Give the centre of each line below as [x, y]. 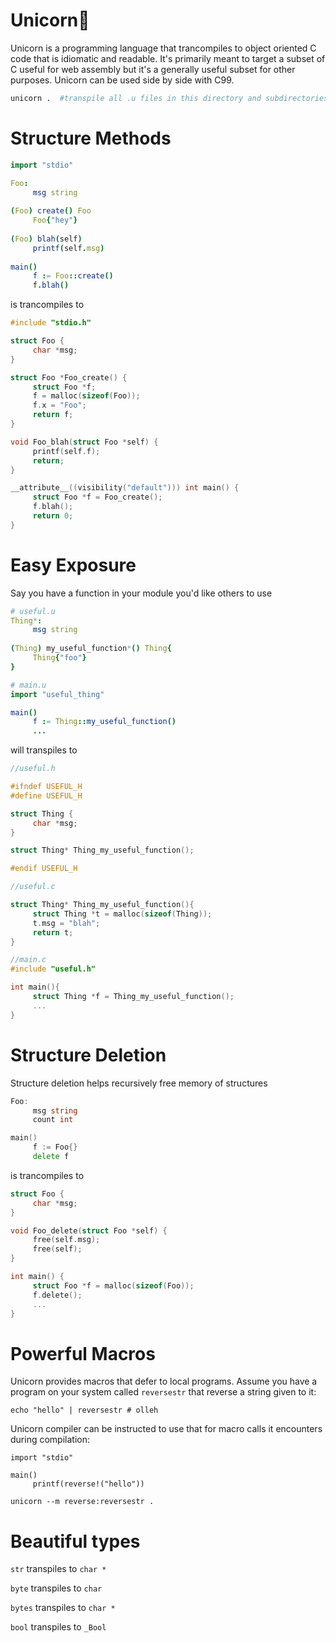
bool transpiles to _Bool [58, 1627]
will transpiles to [44, 750]
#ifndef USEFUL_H [46, 787]
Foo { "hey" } [55, 220]
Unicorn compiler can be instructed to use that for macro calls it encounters [166, 1429]
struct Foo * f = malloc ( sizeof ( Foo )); [113, 1285]
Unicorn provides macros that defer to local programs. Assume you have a [164, 1381]
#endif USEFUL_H [44, 869]
